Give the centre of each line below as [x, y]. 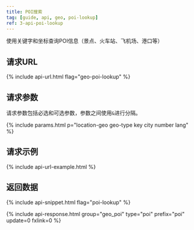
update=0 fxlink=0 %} [34, 220]
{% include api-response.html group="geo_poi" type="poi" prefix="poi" [95, 214]
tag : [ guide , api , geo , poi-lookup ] [52, 18]
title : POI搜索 [24, 12]
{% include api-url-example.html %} [51, 167]
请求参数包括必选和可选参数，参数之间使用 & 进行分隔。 [74, 113]
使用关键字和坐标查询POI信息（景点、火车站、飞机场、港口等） [85, 41]
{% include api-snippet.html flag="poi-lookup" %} [68, 202]
